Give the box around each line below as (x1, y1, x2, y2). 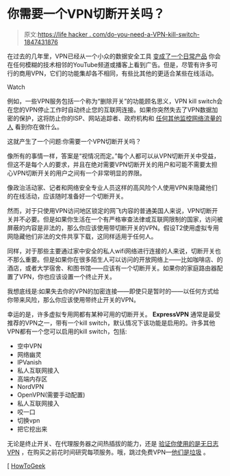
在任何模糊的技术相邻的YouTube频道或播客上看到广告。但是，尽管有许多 (7, 60, 212, 68)
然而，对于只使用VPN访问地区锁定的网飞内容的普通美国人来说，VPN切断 (7, 206, 212, 214)
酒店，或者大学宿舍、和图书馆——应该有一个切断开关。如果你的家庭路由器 (7, 264, 217, 272)
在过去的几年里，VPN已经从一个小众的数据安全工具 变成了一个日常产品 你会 (7, 52, 221, 60)
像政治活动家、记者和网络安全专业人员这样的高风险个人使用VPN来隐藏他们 (7, 183, 218, 192)
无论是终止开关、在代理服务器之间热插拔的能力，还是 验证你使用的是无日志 (7, 439, 219, 447)
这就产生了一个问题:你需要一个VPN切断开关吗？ (7, 137, 142, 145)
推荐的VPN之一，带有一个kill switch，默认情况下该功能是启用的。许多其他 (7, 318, 216, 327)
